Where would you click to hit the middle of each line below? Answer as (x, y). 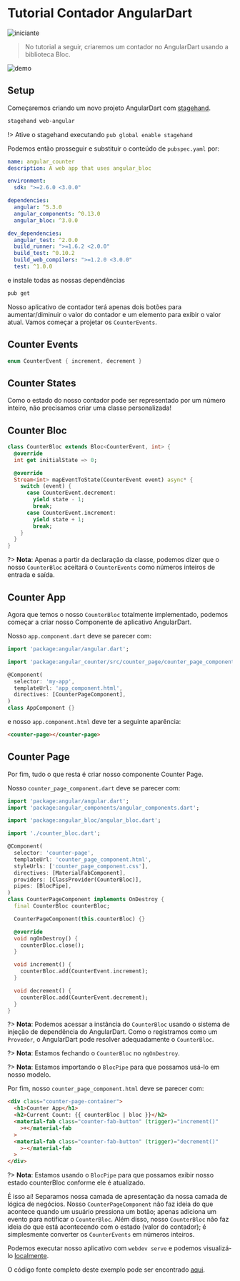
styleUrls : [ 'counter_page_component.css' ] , (81, 866)
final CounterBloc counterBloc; (62, 906)
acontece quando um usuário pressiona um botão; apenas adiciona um (112, 1212)
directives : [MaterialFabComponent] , (70, 873)
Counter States (42, 383)
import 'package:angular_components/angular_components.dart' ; (104, 808)
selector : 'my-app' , (44, 681)
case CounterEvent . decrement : (71, 493)
